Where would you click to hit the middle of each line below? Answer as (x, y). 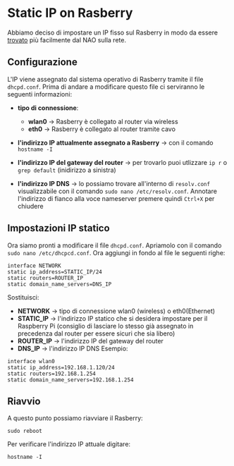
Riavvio (24, 401)
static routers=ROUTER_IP (45, 278)
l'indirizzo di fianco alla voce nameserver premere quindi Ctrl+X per (116, 198)
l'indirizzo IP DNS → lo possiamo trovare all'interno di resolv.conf (113, 183)
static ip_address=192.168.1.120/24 (61, 367)
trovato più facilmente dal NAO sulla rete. (67, 39)
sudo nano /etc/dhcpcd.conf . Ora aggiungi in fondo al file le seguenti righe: (116, 252)
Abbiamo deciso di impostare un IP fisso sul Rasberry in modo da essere (113, 32)
